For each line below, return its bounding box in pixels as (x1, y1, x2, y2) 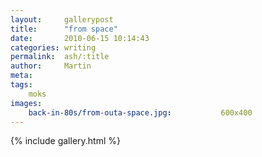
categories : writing (10, 42, 97, 53)
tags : (10, 80, 33, 90)
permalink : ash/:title (10, 52, 110, 62)
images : (10, 98, 43, 108)
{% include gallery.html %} (10, 135, 121, 147)
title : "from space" (10, 24, 118, 34)
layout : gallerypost (10, 14, 114, 25)
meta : (10, 71, 33, 81)
